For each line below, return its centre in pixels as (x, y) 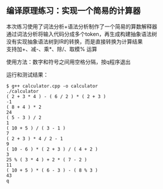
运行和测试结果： (27, 75)
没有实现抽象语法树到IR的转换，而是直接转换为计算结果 (75, 42)
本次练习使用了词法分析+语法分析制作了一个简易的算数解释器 (82, 26)
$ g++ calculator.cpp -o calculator (52, 86)
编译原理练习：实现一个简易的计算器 (73, 11)
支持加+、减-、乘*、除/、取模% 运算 (52, 49)
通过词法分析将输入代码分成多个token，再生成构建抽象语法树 (82, 34)
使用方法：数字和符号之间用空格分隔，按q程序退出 (69, 61)
